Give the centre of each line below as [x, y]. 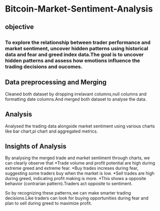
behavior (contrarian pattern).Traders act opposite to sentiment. [69, 184]
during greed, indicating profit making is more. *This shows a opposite [76, 179]
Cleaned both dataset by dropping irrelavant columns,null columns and [76, 94]
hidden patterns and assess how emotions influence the [73, 60]
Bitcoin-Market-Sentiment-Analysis [79, 9]
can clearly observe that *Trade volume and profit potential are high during [80, 163]
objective [19, 27]
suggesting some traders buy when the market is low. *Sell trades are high [80, 173]
